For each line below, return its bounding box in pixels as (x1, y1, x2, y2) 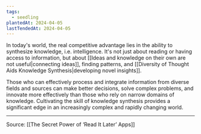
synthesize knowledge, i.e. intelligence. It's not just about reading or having (6, 48, 193, 55)
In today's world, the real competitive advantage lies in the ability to (6, 42, 173, 49)
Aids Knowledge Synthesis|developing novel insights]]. (6, 67, 142, 74)
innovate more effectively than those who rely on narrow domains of (6, 91, 175, 98)
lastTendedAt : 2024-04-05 (6, 25, 71, 32)
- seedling (11, 14, 39, 20)
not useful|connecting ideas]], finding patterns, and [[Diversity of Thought (6, 61, 190, 68)
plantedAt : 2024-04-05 (6, 20, 63, 26)
